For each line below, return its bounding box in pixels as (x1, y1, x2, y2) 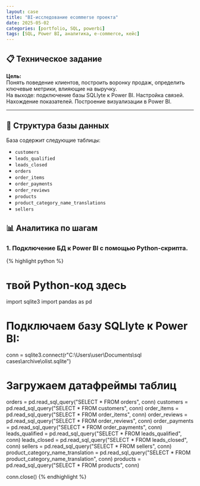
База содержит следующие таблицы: (6, 137, 101, 144)
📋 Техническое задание (6, 54, 102, 64)
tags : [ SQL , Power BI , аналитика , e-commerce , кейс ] (6, 31, 140, 37)
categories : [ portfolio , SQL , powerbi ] (6, 25, 105, 32)
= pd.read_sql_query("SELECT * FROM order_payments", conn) (6, 424, 162, 431)
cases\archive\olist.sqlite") (6, 358, 71, 365)
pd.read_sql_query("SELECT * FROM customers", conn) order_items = (6, 405, 179, 412)
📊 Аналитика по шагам (6, 223, 98, 233)
